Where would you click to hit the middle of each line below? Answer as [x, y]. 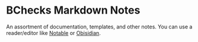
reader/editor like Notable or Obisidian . [53, 33]
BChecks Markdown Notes [73, 10]
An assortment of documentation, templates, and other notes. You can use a [99, 27]
